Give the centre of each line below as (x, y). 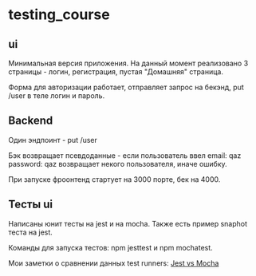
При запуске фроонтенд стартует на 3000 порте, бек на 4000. (114, 179)
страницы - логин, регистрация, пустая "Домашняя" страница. (116, 72)
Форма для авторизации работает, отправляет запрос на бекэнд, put (126, 87)
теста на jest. (31, 232)
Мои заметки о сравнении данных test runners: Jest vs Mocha (114, 263)
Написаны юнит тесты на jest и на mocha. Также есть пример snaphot (128, 223)
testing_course (59, 15)
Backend (31, 121)
